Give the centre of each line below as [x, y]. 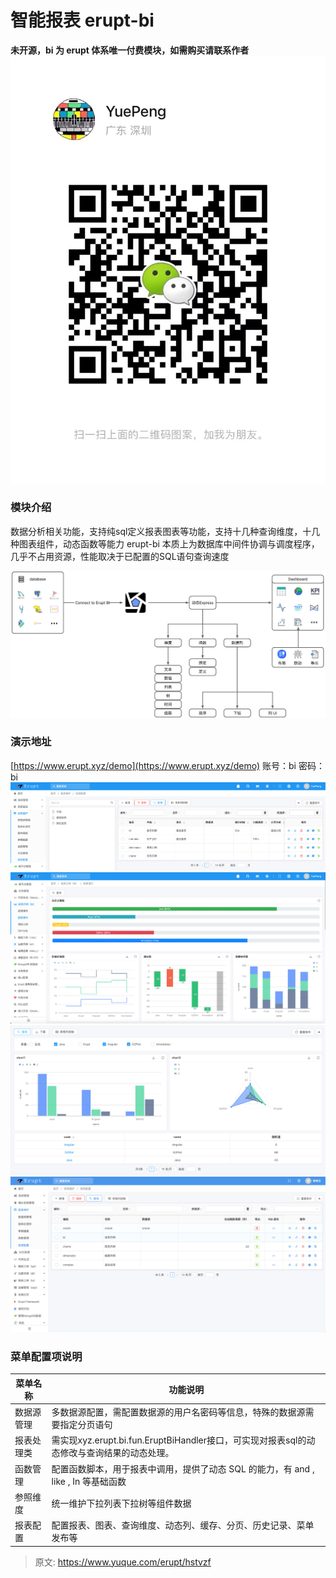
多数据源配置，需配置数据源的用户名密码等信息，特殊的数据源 [178, 1412]
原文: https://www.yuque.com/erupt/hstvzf [123, 1562]
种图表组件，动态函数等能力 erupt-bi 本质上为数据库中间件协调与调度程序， [165, 543]
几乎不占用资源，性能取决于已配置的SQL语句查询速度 [120, 556]
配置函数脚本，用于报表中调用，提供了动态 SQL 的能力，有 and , [183, 1468]
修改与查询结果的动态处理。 [117, 1453]
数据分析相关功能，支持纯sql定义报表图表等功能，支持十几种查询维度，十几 [165, 531]
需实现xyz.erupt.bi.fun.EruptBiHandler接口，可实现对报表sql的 [179, 1440]
